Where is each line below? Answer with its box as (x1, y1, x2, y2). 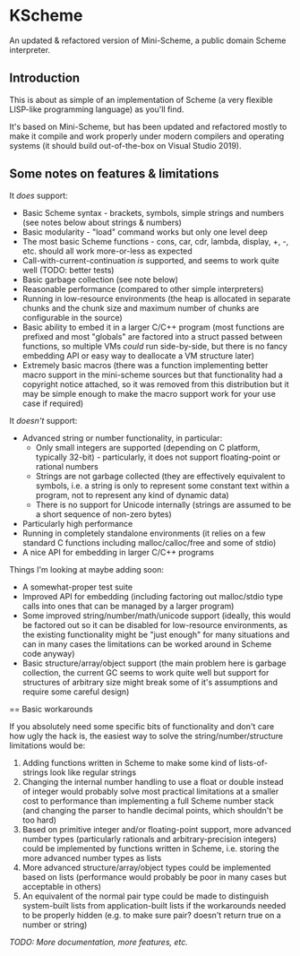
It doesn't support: (9, 415, 78, 426)
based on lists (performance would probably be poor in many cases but (21, 871, 287, 883)
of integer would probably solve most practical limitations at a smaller (21, 786, 279, 797)
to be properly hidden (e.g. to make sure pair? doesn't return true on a (21, 909, 282, 920)
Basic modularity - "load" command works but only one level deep (21, 226, 269, 237)
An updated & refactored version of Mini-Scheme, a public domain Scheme (9, 35, 287, 46)
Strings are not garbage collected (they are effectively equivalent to (35, 470, 286, 481)
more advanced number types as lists (21, 852, 162, 863)
